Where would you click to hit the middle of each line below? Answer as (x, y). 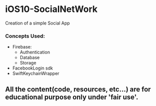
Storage (28, 63)
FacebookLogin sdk (33, 68)
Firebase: (22, 47)
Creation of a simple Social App (38, 23)
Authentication (35, 52)
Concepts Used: (25, 36)
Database (30, 57)
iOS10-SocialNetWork (52, 9)
